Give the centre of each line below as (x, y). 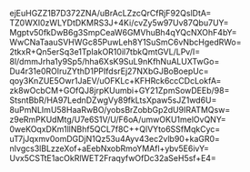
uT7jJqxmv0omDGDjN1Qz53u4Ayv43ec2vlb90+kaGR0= (115, 139)
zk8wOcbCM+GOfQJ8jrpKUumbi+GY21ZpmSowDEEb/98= (120, 91)
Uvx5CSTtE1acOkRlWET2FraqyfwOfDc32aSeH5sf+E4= (113, 158)
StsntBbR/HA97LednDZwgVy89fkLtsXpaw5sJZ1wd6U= (113, 100)
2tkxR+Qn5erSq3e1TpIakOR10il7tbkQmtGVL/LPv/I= (105, 52)
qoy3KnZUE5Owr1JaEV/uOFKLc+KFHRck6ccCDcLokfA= (115, 81)
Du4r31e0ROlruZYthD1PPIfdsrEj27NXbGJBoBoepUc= (109, 71)
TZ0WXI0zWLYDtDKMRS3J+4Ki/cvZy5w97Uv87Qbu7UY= (119, 23)
